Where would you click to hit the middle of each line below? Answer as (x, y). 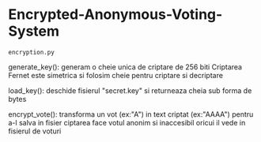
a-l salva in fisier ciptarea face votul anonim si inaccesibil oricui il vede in (127, 122)
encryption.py (32, 52)
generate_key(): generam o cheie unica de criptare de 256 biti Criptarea (125, 67)
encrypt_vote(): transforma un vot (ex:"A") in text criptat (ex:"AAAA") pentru (131, 114)
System (34, 31)
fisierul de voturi (35, 131)
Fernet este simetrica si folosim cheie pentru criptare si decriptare (116, 75)
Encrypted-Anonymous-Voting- (115, 15)
